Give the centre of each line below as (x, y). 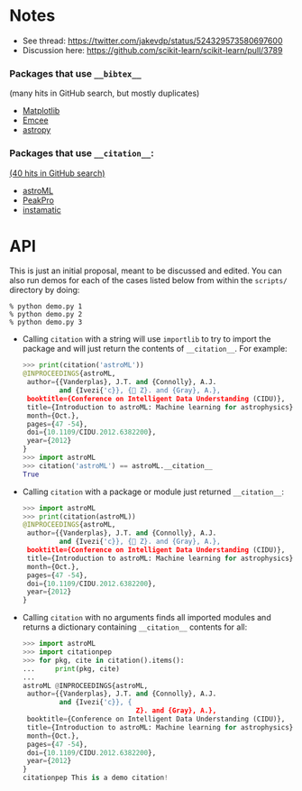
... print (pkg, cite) (71, 668)
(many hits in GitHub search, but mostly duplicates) (105, 93)
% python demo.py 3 (46, 322)
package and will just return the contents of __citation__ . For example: (155, 349)
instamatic (41, 209)
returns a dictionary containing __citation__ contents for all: (135, 627)
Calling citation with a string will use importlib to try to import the (146, 339)
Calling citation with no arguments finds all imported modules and (147, 618)
